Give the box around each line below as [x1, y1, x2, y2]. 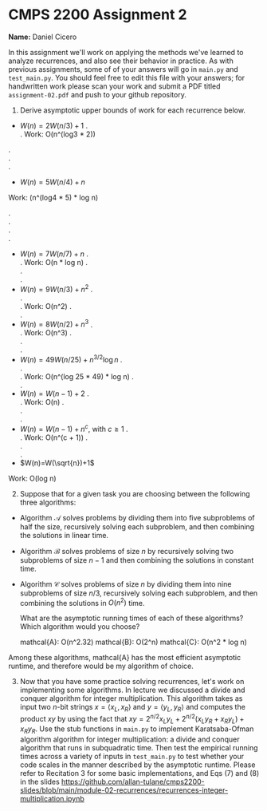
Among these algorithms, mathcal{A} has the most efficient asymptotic [8, 653, 241, 663]
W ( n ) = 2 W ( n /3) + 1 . [19, 121, 88, 130]
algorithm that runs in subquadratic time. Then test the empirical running [19, 743, 258, 753]
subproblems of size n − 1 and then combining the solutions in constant [19, 555, 254, 564]
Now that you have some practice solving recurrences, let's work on [19, 677, 245, 686]
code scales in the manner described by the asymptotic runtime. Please [19, 760, 256, 769]
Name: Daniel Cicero [8, 32, 77, 42]
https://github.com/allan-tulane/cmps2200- [61, 777, 205, 787]
